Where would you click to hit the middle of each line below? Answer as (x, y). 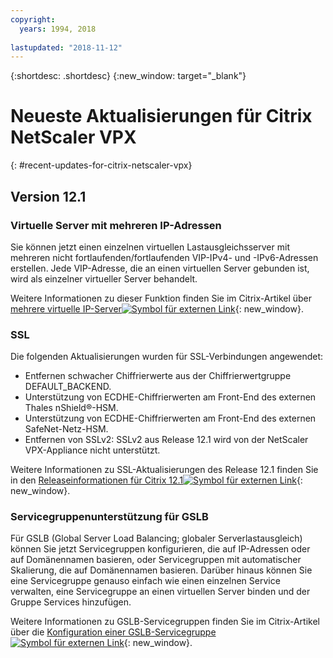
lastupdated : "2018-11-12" (66, 47)
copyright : (33, 19)
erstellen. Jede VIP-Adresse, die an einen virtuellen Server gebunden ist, (160, 268)
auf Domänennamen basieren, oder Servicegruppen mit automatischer (156, 560)
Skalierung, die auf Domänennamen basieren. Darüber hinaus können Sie (161, 570)
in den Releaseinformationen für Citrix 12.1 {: (156, 480)
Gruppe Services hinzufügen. (71, 602)
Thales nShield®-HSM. (71, 408)
